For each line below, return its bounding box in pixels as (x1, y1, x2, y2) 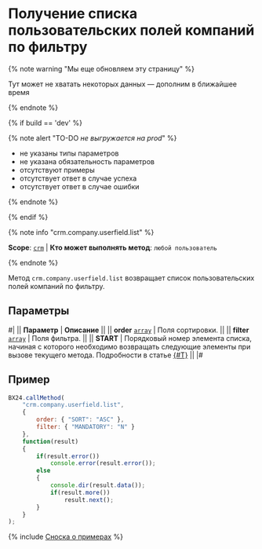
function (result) (22, 437, 79, 445)
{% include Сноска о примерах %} (8, 532, 124, 542)
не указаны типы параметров (19, 148, 119, 158)
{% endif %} (8, 212, 49, 221)
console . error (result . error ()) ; (49, 459, 156, 467)
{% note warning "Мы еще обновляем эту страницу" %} (8, 64, 195, 73)
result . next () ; (64, 496, 114, 503)
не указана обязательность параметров (19, 156, 155, 166)
